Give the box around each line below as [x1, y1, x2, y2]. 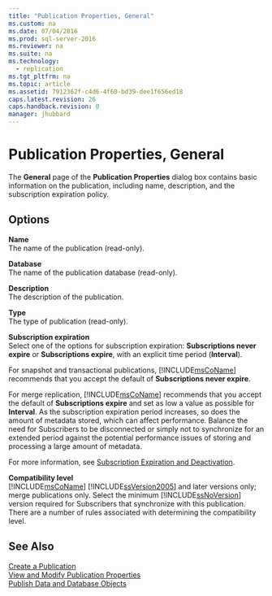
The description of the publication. [8, 292, 124, 302]
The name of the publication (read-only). [8, 243, 145, 253]
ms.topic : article [8, 80, 71, 88]
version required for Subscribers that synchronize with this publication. [8, 498, 246, 508]
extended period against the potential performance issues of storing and [8, 433, 252, 442]
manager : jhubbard [8, 111, 71, 119]
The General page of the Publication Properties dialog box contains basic [8, 172, 257, 181]
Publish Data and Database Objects [8, 578, 127, 588]
